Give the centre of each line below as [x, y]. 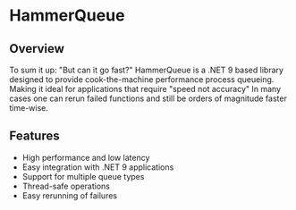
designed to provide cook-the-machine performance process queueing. [142, 80]
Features [34, 136]
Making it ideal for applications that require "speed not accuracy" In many [145, 89]
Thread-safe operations [66, 186]
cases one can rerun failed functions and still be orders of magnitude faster [148, 98]
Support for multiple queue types [83, 176]
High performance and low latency [86, 157]
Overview [37, 49]
